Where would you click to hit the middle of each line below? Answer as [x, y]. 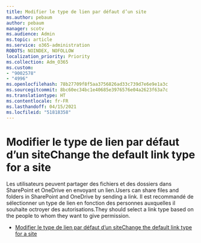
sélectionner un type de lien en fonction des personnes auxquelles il [91, 203]
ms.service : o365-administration [48, 46]
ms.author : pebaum [29, 17]
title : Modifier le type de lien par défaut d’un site [76, 12]
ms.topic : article [29, 40]
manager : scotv [25, 28]
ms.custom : [20, 67]
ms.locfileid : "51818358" [39, 112]
